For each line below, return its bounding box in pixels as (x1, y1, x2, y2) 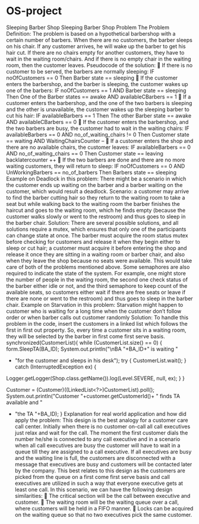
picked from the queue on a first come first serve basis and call (14, 473, 170, 480)
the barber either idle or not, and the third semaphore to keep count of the (6, 282, 188, 289)
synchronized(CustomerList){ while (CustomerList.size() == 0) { (6, 339, 162, 346)
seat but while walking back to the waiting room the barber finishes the (6, 200, 180, 207)
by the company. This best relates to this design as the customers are (14, 467, 185, 474)
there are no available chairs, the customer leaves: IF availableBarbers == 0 (6, 144, 191, 151)
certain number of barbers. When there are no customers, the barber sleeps (6, 36, 193, 43)
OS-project (6, 4, 62, 18)
